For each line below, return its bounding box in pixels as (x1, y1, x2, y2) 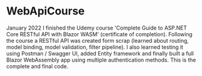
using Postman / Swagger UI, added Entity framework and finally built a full (6, 49, 194, 57)
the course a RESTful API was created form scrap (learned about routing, (6, 37, 189, 44)
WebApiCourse (6, 4, 85, 18)
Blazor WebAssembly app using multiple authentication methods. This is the (6, 56, 196, 63)
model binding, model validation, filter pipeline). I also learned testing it (6, 43, 184, 51)
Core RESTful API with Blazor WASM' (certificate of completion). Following (6, 30, 193, 37)
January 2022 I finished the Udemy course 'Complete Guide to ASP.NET (6, 24, 187, 31)
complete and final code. (6, 62, 69, 70)
